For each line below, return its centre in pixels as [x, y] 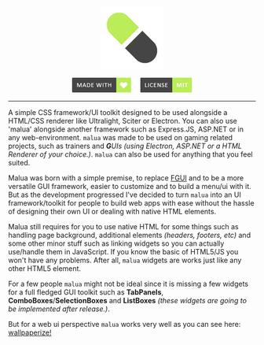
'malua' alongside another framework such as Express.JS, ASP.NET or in [126, 129]
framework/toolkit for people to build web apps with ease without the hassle [131, 203]
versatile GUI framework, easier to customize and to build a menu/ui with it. [130, 186]
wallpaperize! [30, 332]
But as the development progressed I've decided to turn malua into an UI [125, 195]
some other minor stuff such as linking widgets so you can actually [116, 243]
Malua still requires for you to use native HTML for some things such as [123, 226]
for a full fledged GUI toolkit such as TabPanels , [86, 292]
